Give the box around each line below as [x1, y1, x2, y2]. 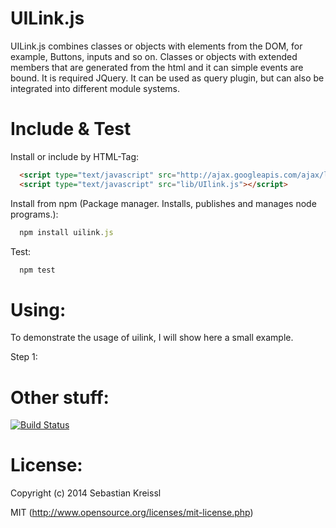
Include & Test [10, 118, 132, 141]
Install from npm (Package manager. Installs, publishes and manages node [10, 197, 317, 209]
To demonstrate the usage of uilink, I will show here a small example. [10, 332, 294, 344]
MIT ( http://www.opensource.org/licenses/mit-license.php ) [10, 507, 254, 519]
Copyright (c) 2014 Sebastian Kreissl [10, 487, 162, 499]
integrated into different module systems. [10, 82, 180, 94]
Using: [10, 298, 67, 321]
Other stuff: [10, 386, 110, 409]
